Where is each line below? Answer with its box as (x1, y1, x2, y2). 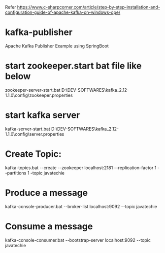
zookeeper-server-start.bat (5, 87, 61, 93)
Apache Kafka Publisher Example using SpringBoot (5, 43, 109, 49)
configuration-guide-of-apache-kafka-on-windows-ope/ (5, 9, 121, 15)
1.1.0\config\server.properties (5, 131, 65, 137)
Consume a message (5, 220, 93, 232)
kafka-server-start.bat (5, 126, 50, 132)
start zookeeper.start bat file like (5, 60, 142, 72)
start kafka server (5, 109, 80, 121)
